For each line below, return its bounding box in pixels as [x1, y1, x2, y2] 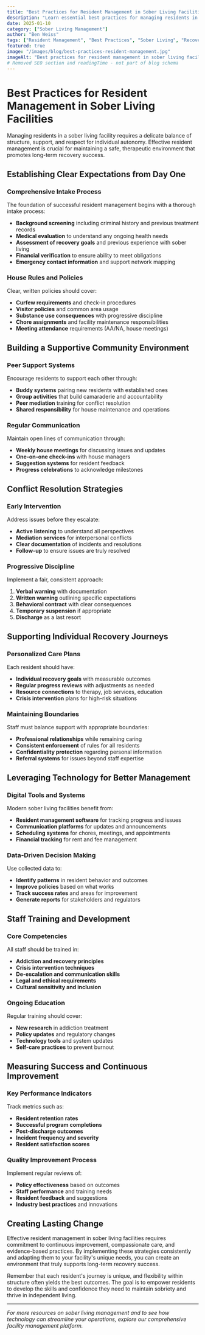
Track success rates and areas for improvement [15, 889, 137, 897]
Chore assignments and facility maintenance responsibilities [15, 318, 169, 326]
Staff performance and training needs [15, 1188, 112, 1195]
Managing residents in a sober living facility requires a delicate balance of [7, 132, 192, 139]
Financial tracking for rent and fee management [15, 836, 137, 843]
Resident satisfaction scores [15, 1141, 90, 1148]
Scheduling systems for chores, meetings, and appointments [15, 829, 171, 837]
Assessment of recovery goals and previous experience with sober [15, 239, 187, 247]
